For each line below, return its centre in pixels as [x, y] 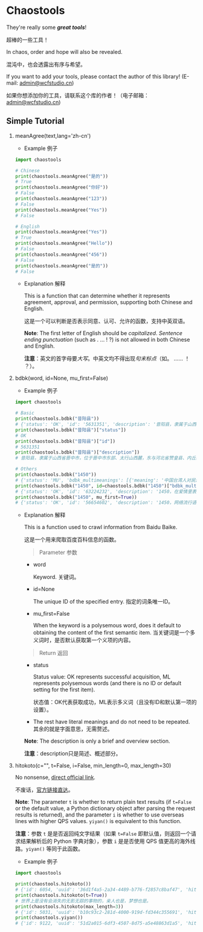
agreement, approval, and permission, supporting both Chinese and [108, 302]
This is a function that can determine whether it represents [97, 296]
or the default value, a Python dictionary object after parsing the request [105, 809]
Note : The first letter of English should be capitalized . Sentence [103, 333]
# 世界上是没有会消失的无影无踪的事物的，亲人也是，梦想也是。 [83, 901]
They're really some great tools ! [47, 27]
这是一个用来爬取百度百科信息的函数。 [72, 539]
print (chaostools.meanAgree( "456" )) [61, 255]
